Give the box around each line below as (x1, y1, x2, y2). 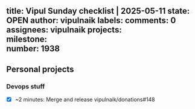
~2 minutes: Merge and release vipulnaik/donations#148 (14, 96, 155, 103)
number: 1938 (6, 43, 60, 54)
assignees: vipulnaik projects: (6, 25, 122, 35)
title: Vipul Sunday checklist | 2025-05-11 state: (6, 6, 190, 16)
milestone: (6, 34, 47, 45)
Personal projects (6, 64, 74, 74)
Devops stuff (6, 82, 45, 90)
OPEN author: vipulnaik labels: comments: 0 (6, 16, 176, 26)
